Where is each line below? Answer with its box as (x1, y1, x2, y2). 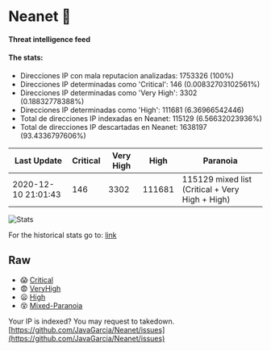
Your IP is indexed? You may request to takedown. (8, 316, 175, 326)
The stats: (8, 52, 44, 63)
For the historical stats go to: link (8, 230, 117, 240)
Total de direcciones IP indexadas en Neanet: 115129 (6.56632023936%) (19, 113, 262, 123)
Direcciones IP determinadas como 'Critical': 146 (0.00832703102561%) (19, 79, 261, 89)
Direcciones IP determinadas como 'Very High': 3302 (19, 88, 198, 98)
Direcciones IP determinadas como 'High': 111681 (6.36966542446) (19, 105, 244, 115)
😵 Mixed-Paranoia (19, 300, 83, 310)
